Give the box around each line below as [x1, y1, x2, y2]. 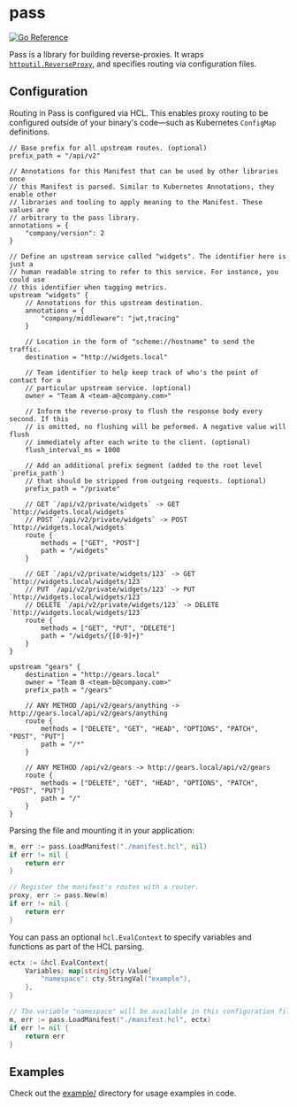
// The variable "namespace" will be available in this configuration [9, 1007, 275, 1016]
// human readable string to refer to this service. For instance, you [9, 267, 278, 276]
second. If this [9, 414, 69, 423]
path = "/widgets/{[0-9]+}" [41, 631, 144, 640]
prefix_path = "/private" [25, 484, 121, 493]
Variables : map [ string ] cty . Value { [25, 966, 152, 975]
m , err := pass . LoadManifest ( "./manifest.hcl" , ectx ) [9, 1015, 212, 1024]
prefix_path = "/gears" [25, 685, 113, 695]
